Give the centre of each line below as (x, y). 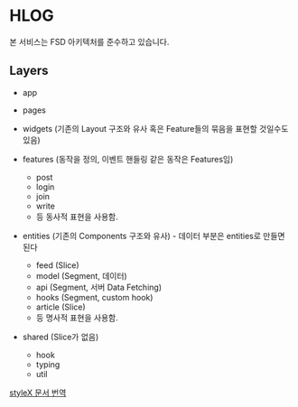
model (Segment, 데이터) (82, 275)
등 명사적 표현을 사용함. (77, 318)
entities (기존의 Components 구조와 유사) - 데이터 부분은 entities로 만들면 (154, 236)
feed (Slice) (57, 265)
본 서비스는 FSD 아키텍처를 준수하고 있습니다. (89, 42)
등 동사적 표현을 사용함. (77, 217)
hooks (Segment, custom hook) (94, 297)
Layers (29, 71)
